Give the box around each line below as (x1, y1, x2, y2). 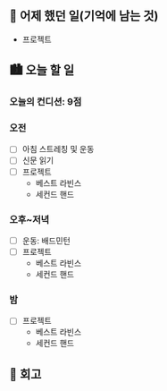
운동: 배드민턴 (21, 235, 71, 246)
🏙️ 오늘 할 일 (9, 63, 75, 78)
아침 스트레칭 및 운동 (21, 144, 95, 155)
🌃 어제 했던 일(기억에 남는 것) (9, 8, 159, 24)
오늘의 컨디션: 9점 (9, 96, 82, 108)
